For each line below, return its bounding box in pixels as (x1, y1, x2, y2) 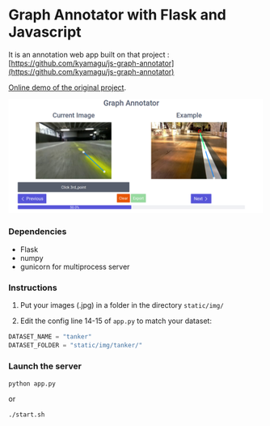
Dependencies (8, 226, 67, 237)
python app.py (8, 379, 57, 388)
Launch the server (8, 360, 82, 372)
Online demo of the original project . (8, 83, 127, 92)
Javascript (8, 23, 82, 41)
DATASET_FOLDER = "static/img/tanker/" (8, 341, 143, 349)
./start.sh (8, 411, 45, 419)
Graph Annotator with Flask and (8, 6, 226, 24)
